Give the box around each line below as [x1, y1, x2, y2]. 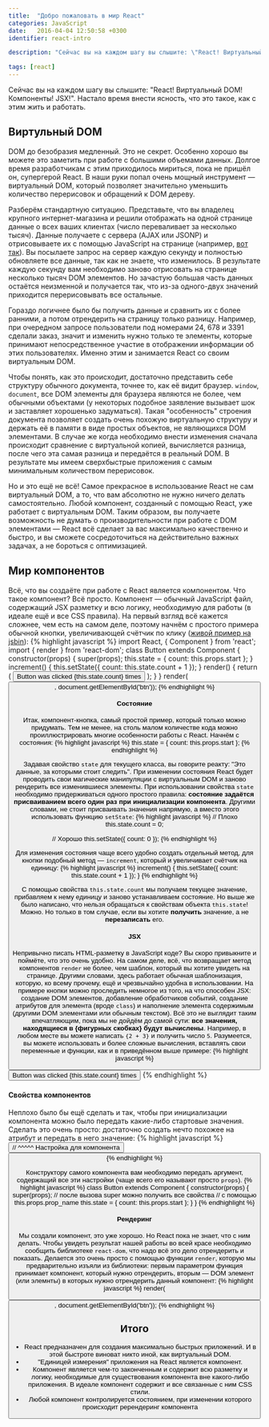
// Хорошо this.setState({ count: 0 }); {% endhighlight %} [51, 835, 218, 843]
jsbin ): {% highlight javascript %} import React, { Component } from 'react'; [8, 637, 256, 646]
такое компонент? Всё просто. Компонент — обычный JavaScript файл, [8, 594, 254, 604]
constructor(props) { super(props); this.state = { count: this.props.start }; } [8, 653, 254, 663]
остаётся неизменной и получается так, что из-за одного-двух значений [8, 281, 259, 291]
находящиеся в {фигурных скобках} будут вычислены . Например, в [22, 1024, 247, 1033]
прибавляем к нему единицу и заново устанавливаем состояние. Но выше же [14, 893, 255, 902]
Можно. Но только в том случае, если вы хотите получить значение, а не [19, 908, 250, 916]
